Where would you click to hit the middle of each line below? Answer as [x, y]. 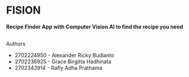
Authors [16, 44]
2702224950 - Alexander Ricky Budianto [64, 55]
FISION [24, 10]
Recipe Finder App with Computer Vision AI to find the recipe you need [94, 27]
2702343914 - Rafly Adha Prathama [58, 68]
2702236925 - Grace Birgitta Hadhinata [63, 62]
